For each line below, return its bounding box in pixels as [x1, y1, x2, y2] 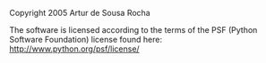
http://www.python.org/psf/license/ [9, 43, 141, 54]
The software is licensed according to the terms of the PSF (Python [9, 25, 258, 35]
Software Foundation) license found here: [9, 35, 163, 44]
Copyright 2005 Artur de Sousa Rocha [9, 8, 150, 18]
